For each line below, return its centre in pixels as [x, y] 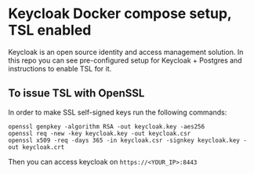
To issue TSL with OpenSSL [76, 94]
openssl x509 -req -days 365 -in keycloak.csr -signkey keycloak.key [124, 140]
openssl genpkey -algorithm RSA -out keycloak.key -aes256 [107, 126]
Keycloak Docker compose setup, [120, 14]
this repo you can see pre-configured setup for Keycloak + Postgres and [125, 60]
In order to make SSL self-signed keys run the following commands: [118, 112]
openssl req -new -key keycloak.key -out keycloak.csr [100, 133]
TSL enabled [50, 30]
